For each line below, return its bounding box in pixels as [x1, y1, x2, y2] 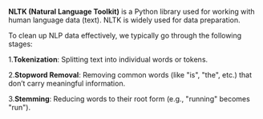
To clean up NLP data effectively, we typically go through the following [8, 31, 242, 40]
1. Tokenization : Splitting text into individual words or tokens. [8, 55, 208, 64]
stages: [8, 39, 34, 49]
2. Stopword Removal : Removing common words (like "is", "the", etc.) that [8, 70, 253, 79]
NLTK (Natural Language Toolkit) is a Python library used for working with [8, 7, 255, 16]
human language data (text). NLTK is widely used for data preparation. [8, 15, 241, 25]
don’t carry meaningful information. [8, 79, 126, 88]
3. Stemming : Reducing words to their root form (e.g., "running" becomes [8, 94, 250, 103]
